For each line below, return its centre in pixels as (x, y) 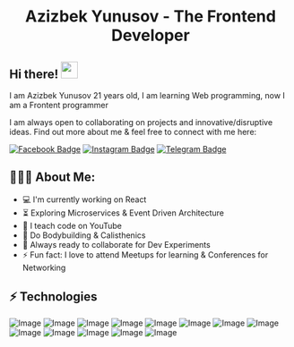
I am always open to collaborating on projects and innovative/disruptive (141, 122)
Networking (44, 267)
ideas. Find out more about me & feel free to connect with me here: (133, 132)
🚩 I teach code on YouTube (72, 225)
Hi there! (34, 74)
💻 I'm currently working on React (84, 199)
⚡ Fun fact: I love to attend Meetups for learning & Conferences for (145, 254)
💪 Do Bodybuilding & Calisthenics (84, 235)
